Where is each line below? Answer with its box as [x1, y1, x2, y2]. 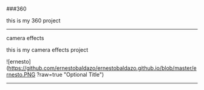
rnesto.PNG [6, 71, 36, 78]
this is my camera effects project [6, 46, 89, 54]
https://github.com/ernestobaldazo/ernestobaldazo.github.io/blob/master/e [8, 64, 197, 72]
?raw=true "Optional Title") [36, 71, 104, 78]
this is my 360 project [6, 17, 61, 24]
